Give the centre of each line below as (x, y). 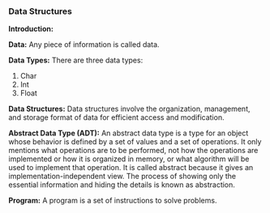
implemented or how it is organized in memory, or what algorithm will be (129, 159)
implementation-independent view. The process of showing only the (122, 177)
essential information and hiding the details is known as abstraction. (122, 185)
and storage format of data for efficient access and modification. (116, 117)
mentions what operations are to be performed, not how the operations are (133, 151)
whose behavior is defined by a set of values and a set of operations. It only (135, 142)
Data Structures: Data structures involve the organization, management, (129, 109)
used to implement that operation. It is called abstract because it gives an (131, 168)
